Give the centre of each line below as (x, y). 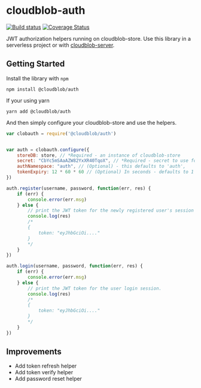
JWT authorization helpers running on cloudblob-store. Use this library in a (99, 38)
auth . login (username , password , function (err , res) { (75, 266)
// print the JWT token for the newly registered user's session (111, 210)
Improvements (34, 352)
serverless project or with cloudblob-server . (60, 45)
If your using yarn (28, 100)
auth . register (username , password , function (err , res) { (79, 188)
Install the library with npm (37, 78)
